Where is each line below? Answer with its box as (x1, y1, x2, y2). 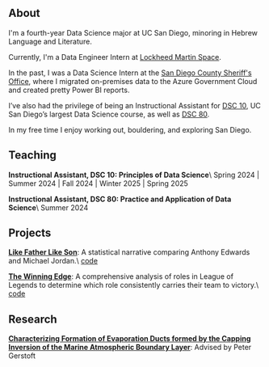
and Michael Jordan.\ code (8, 256, 99, 266)
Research (8, 312, 58, 326)
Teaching (8, 149, 57, 162)
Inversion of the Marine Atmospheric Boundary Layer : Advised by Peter (8, 343, 252, 352)
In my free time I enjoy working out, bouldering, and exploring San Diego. (8, 124, 252, 134)
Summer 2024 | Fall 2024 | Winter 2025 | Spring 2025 (8, 178, 188, 188)
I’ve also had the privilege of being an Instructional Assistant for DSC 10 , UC (8, 100, 261, 110)
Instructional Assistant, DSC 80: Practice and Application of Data (8, 194, 232, 204)
